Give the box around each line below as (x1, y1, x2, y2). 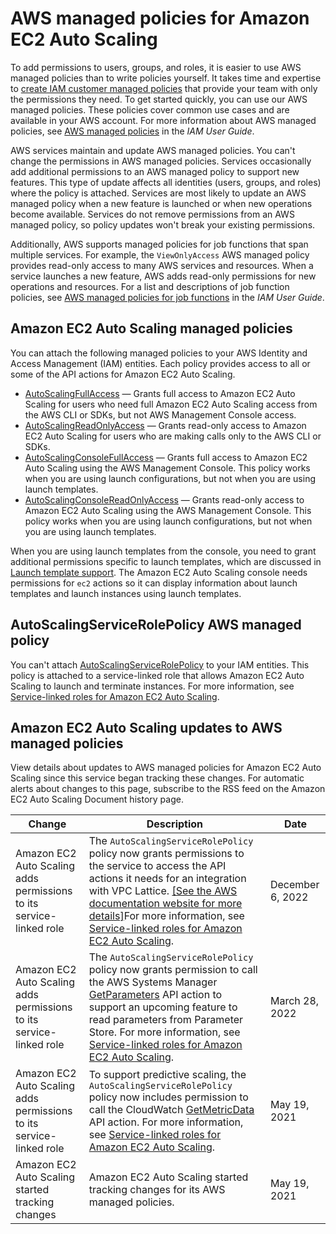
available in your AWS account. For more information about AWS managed (10, 114, 317, 126)
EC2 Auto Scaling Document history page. (10, 793, 184, 806)
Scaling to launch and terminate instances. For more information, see (10, 680, 295, 692)
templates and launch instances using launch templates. (10, 587, 242, 599)
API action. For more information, (88, 1115, 244, 1129)
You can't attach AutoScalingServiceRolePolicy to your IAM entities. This (10, 658, 310, 671)
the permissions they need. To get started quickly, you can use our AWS (10, 93, 308, 105)
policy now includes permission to (88, 1090, 249, 1104)
